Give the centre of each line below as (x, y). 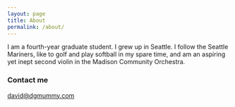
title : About (26, 20)
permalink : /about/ (36, 27)
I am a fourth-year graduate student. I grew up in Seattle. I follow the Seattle (118, 47)
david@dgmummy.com (41, 95)
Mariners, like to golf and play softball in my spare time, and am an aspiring (116, 54)
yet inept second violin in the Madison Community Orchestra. (96, 62)
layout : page (26, 14)
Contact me (28, 80)
